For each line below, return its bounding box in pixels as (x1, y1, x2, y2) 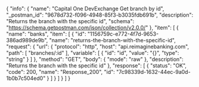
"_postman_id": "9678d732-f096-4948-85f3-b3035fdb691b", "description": (6, 11, 194, 18)
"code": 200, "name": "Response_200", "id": (6, 69, 115, 75)
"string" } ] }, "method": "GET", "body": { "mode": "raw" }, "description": (6, 56, 184, 63)
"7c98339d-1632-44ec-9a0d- (116, 69, 191, 75)
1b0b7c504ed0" (6, 74, 46, 82)
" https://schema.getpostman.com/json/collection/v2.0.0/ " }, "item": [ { (6, 24, 179, 31)
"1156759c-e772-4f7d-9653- (87, 30, 159, 38)
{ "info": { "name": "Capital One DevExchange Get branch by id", (6, 5, 164, 12)
